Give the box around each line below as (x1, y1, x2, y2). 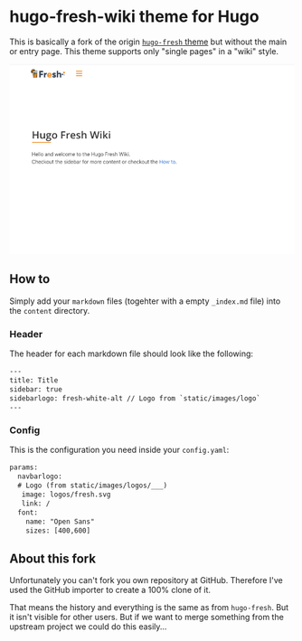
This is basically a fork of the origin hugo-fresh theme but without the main (9, 36, 288, 47)
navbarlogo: (17, 472, 63, 481)
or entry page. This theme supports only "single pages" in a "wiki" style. (9, 45, 278, 56)
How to (9, 271, 51, 287)
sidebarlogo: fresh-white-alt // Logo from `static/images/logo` (9, 394, 260, 403)
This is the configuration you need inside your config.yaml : (9, 445, 230, 456)
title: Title (9, 376, 59, 385)
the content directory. (9, 305, 90, 316)
